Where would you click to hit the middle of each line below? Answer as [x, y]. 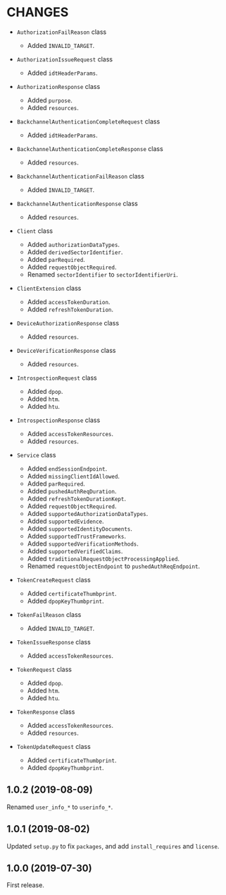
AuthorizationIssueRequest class [65, 59]
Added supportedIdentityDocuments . [80, 528]
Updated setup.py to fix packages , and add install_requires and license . [113, 846]
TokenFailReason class [49, 614]
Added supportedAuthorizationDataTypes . [88, 513]
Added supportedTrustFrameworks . [76, 536]
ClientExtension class [49, 288]
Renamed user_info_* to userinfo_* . [60, 807]
